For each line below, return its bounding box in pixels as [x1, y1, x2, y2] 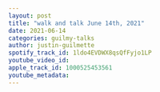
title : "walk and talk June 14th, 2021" [8, 19, 146, 27]
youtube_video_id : [8, 57, 70, 65]
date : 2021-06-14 [8, 26, 66, 34]
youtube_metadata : [8, 71, 70, 79]
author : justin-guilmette [8, 42, 94, 50]
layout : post [8, 11, 52, 20]
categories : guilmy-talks [8, 34, 94, 42]
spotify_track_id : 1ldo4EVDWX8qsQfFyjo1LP [8, 49, 152, 57]
